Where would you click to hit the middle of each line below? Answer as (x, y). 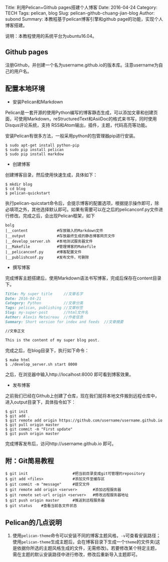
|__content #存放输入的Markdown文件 (54, 231)
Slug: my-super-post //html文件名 (47, 313)
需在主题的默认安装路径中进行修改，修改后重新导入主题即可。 (76, 554)
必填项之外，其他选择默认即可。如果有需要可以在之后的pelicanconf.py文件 (82, 209)
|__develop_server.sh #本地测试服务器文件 (49, 241)
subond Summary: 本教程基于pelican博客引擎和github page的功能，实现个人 (84, 19)
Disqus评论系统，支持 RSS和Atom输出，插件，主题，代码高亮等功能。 (77, 125)
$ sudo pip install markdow (35, 154)
